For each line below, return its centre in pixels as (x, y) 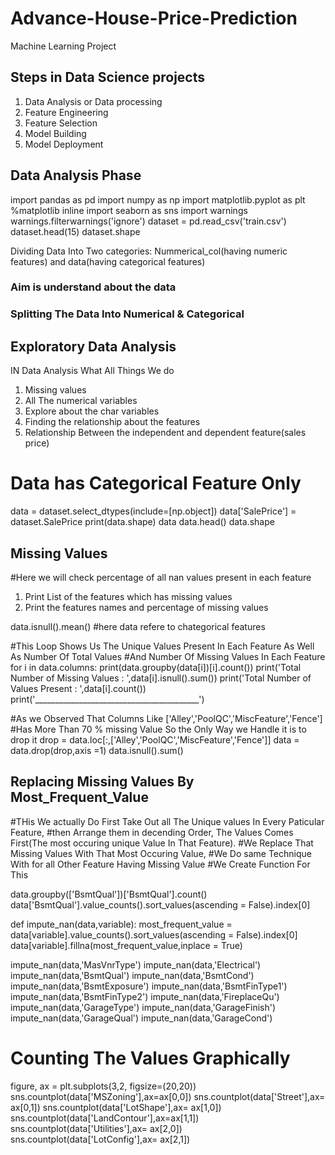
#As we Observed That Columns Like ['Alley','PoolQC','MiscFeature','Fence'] (166, 718)
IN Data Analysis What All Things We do (92, 371)
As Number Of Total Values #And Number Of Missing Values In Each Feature (168, 656)
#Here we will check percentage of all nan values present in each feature (161, 577)
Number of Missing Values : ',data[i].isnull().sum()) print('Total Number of (161, 678)
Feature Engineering (66, 112)
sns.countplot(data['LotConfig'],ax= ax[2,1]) (100, 1139)
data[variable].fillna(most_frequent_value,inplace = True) (126, 945)
